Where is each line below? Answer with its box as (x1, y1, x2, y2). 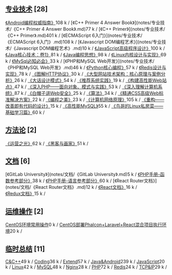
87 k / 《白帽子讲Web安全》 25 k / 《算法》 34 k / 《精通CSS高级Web (14, 90, 159, 96)
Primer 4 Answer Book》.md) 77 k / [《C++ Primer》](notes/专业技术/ (26, 26, 165, 32)
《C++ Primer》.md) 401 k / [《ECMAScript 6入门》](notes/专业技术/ (5, 32, 143, 38)
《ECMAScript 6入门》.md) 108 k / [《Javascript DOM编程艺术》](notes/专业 (5, 38, 162, 45)
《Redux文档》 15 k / (5, 190, 46, 197)
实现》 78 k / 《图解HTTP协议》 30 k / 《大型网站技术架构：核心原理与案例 (5, 71, 161, 77)
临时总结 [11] (5, 244, 45, 253)
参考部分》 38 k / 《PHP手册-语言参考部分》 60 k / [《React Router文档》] (9, 178, 157, 184)
